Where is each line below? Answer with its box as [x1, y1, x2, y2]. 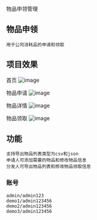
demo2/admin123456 [6, 203, 52, 209]
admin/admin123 [6, 192, 44, 198]
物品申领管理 [6, 5, 38, 12]
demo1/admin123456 [6, 198, 52, 204]
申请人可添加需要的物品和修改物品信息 [6, 157, 87, 163]
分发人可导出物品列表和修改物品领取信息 [6, 164, 91, 170]
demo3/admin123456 [6, 208, 52, 214]
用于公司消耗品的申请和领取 [6, 41, 65, 48]
